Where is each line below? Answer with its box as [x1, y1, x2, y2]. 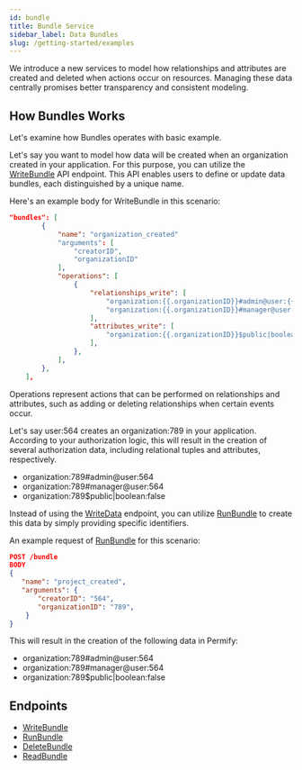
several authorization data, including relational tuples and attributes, [9, 444, 261, 455]
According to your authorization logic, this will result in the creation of [9, 434, 268, 446]
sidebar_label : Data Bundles [9, 30, 119, 39]
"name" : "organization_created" [57, 230, 179, 239]
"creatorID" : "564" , [37, 593, 115, 603]
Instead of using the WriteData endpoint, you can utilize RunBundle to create [9, 508, 293, 519]
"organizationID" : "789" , [37, 602, 135, 611]
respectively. [9, 454, 57, 465]
